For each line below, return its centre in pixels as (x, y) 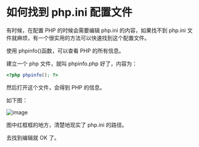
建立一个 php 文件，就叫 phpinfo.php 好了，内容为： (72, 64)
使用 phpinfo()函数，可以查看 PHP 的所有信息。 (65, 51)
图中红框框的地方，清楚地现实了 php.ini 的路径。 (67, 125)
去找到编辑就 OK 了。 (33, 137)
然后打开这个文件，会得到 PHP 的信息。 (56, 87)
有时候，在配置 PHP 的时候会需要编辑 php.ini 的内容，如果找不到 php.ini (96, 30)
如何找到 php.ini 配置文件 (69, 12)
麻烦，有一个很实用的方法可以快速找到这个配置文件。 (83, 38)
